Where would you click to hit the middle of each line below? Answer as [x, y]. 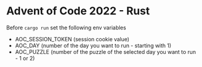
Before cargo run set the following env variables [66, 28]
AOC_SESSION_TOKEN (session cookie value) [72, 39]
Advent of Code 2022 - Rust [78, 11]
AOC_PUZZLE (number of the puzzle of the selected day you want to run [106, 51]
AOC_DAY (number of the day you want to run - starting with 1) [93, 45]
